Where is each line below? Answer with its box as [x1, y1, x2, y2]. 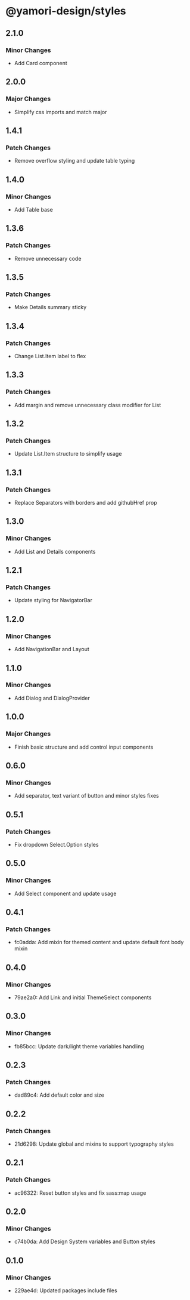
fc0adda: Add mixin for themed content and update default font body [14, 939, 184, 946]
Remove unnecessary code [14, 255, 82, 262]
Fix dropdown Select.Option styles [14, 841, 99, 848]
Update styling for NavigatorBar [14, 597, 93, 604]
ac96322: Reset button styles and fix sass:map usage [14, 1189, 147, 1197]
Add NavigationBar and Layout [14, 646, 90, 653]
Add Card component [14, 59, 68, 66]
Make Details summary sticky [14, 304, 87, 311]
